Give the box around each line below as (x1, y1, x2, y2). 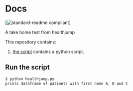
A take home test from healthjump (5, 29, 75, 35)
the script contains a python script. (12, 48, 85, 54)
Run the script (5, 63, 50, 71)
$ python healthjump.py (5, 76, 55, 81)
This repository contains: (5, 38, 56, 45)
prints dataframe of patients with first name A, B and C (5, 81, 128, 86)
